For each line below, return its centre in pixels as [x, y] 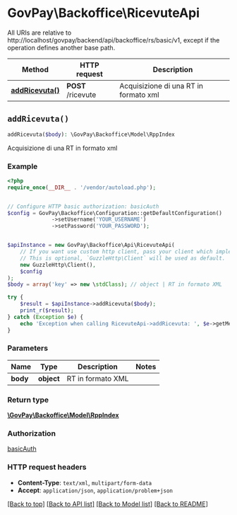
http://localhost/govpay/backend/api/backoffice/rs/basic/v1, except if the [114, 40]
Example [23, 166]
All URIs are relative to [39, 33]
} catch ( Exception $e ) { [45, 317]
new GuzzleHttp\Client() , [58, 265]
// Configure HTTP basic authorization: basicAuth [83, 207]
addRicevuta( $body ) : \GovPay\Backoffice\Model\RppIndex [91, 134]
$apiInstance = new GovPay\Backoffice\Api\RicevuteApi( [91, 245]
